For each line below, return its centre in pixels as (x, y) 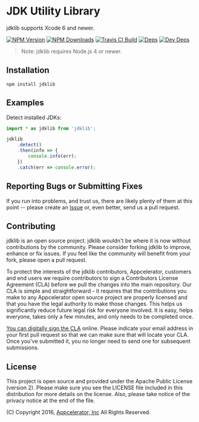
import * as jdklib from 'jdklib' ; (51, 128)
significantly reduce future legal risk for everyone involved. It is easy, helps (100, 310)
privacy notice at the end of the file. (51, 401)
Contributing (31, 226)
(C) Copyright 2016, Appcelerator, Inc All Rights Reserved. (79, 412)
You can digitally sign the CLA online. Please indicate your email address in (100, 328)
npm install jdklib (31, 84)
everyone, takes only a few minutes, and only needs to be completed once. (100, 317)
